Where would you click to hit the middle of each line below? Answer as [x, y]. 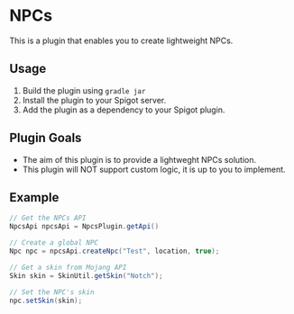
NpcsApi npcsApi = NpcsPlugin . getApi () [84, 227]
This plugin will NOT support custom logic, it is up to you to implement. [154, 169]
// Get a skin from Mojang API [68, 267]
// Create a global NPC [54, 243]
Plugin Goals [46, 138]
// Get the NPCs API [48, 218]
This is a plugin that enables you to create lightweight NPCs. [121, 40]
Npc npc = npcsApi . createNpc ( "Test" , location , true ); [115, 251]
